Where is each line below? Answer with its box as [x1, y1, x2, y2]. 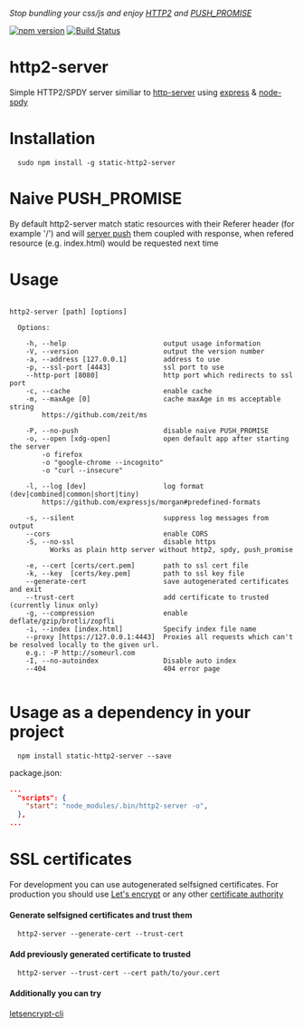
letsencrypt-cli [9, 1008, 64, 1019]
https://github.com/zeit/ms [42, 410, 147, 420]
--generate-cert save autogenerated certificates [25, 577, 290, 586]
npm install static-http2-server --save [17, 752, 172, 761]
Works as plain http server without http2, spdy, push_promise [49, 545, 294, 554]
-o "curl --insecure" [42, 466, 124, 475]
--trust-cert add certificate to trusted [25, 593, 270, 602]
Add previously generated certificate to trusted [9, 948, 192, 959]
